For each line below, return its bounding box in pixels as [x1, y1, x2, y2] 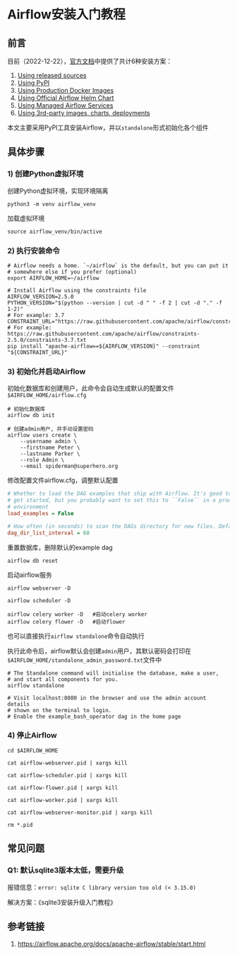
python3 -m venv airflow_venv [7, 200, 97, 207]
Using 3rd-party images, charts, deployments [17, 109, 150, 117]
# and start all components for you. [7, 675, 119, 683]
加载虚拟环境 [7, 214, 44, 222]
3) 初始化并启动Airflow [7, 366, 86, 376]
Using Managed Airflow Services [17, 101, 114, 110]
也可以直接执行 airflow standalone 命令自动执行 [7, 631, 145, 640]
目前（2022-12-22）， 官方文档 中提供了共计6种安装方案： [7, 57, 173, 65]
